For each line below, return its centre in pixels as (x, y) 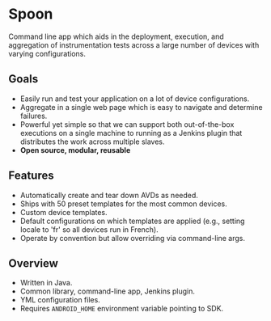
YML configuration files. (60, 300)
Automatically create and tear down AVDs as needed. (109, 195)
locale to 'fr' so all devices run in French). (89, 229)
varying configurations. (47, 53)
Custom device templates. (64, 212)
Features (31, 176)
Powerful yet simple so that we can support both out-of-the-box (127, 124)
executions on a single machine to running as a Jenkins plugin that (131, 133)
